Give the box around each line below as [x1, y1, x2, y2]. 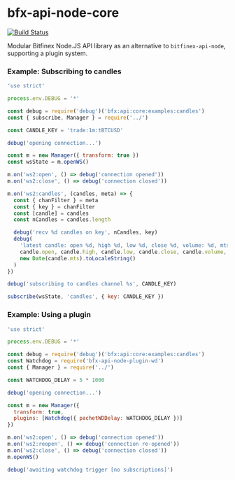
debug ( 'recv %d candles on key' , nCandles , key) [13, 229, 158, 236]
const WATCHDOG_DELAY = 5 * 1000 [7, 376, 105, 383]
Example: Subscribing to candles [7, 66, 122, 76]
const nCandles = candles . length [13, 216, 111, 223]
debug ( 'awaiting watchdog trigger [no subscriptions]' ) [7, 466, 173, 473]
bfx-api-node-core [7, 5, 120, 21]
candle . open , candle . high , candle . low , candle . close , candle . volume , [20, 248, 227, 255]
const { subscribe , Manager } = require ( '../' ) [7, 114, 149, 121]
